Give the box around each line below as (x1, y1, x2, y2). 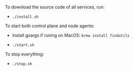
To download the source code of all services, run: (5, 4, 105, 10)
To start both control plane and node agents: (5, 23, 95, 29)
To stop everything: (5, 51, 44, 57)
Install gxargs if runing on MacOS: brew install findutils (12, 33, 130, 38)
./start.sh (12, 43, 35, 48)
